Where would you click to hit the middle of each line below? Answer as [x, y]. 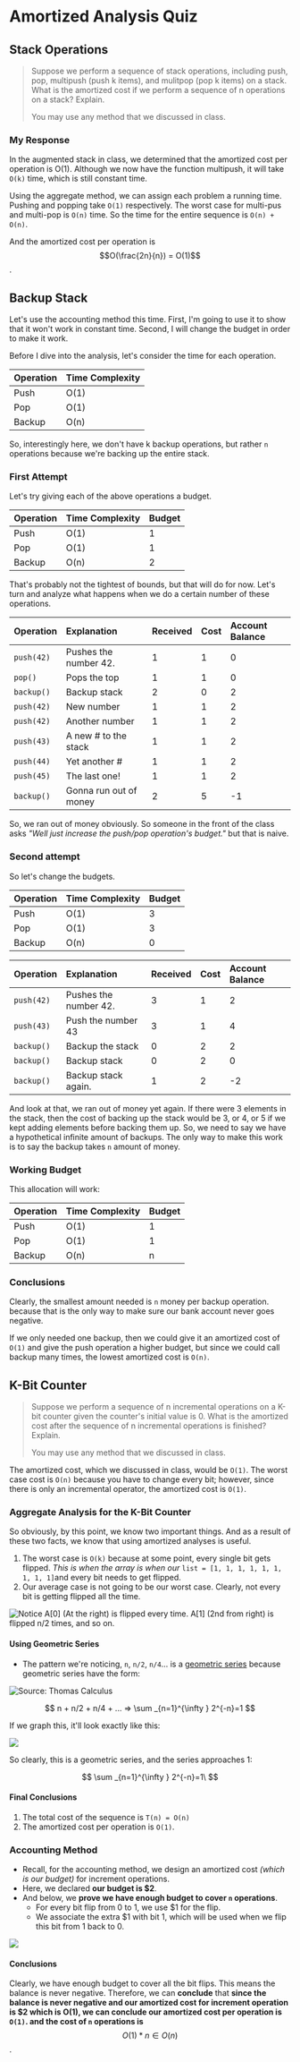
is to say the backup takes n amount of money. [95, 1146]
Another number [100, 721]
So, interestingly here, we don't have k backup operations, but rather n [139, 444]
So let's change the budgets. [62, 876]
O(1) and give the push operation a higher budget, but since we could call [145, 1348]
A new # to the [96, 736]
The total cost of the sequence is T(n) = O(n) [106, 1817]
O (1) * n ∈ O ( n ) [150, 2036]
